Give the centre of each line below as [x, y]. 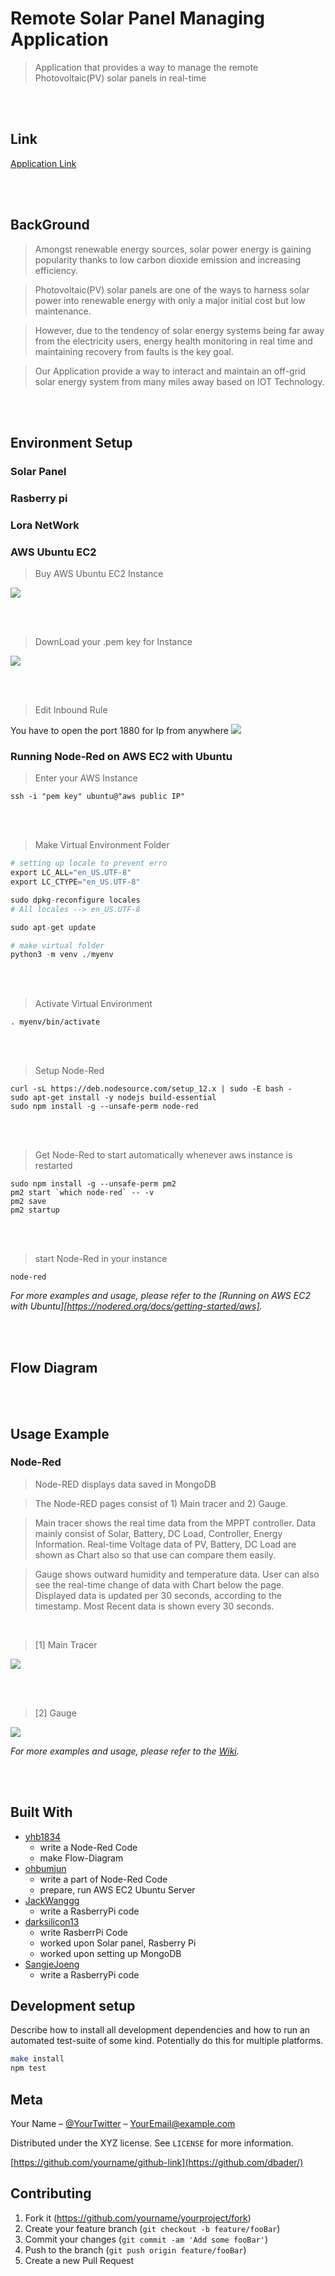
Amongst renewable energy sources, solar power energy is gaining [173, 249]
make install [37, 2059]
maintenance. [63, 311]
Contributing [51, 2193]
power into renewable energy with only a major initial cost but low [170, 300]
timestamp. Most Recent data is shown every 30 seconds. [154, 1606]
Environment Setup [71, 442]
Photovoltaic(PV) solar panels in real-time [120, 78]
